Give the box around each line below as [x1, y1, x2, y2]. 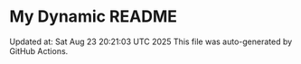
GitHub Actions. [9, 45, 69, 56]
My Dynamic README [9, 6, 178, 27]
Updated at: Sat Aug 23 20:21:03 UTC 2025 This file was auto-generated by [9, 36, 293, 47]
